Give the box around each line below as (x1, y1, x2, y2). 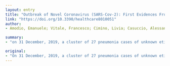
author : (5, 21, 22, 26)
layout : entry (5, 7, 35, 12)
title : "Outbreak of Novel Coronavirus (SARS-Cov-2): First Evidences (5, 12, 157, 17)
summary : (5, 35, 24, 40)
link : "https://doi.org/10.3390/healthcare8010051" (5, 16, 116, 21)
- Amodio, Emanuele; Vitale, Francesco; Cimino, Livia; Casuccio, (5, 26, 148, 31)
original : (5, 48, 26, 53)
